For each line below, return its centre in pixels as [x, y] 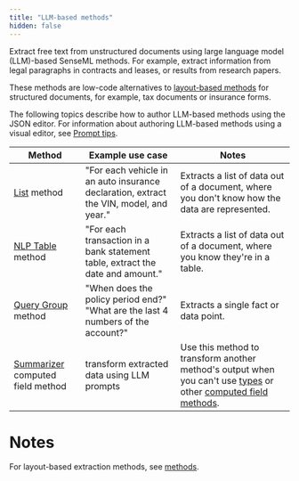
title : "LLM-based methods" [61, 17]
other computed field [224, 391]
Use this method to [220, 346]
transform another [218, 358]
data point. [202, 315]
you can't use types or [227, 380]
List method [39, 192]
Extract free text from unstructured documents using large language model [147, 51]
